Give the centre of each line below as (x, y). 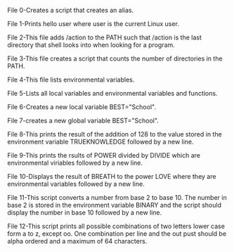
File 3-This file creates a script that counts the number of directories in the (115, 58)
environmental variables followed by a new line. (76, 184)
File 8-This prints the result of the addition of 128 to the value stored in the (115, 134)
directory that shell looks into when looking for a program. (91, 45)
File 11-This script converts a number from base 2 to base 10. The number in (117, 197)
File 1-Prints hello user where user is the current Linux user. (93, 24)
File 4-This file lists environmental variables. (71, 80)
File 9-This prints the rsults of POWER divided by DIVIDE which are (104, 155)
